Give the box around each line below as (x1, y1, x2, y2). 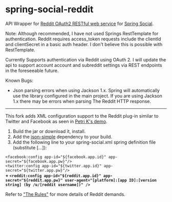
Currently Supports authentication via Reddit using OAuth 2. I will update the (5, 56, 166, 62)
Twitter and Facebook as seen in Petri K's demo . (5, 118, 107, 124)
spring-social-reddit (5, 4, 94, 15)
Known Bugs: (5, 77, 33, 83)
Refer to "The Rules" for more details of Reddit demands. (5, 191, 125, 197)
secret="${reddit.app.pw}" (5, 177, 63, 183)
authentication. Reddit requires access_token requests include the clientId (5, 36, 161, 42)
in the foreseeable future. (5, 68, 59, 74)
